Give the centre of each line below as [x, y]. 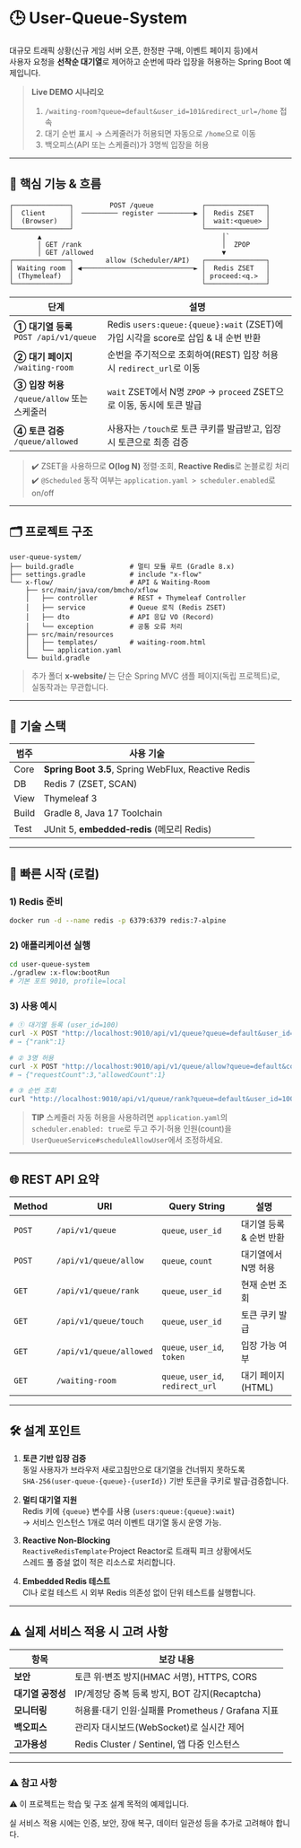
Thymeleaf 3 [70, 799]
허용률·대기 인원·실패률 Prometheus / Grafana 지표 [177, 1710]
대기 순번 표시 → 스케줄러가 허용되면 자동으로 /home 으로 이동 [150, 133]
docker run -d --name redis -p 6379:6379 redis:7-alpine [118, 921]
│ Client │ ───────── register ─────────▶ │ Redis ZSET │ [140, 213]
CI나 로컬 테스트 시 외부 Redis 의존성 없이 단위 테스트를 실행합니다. [139, 1592]
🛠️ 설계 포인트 [45, 1431]
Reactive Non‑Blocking [66, 1540]
